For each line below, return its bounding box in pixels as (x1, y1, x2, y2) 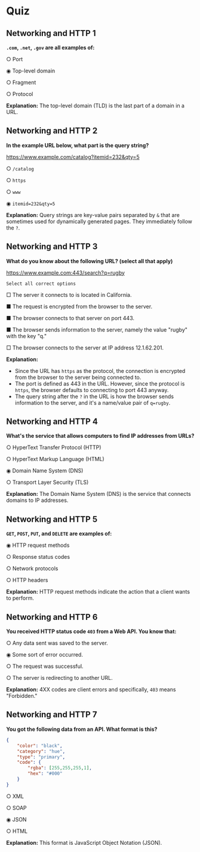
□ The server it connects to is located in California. (6, 291, 132, 298)
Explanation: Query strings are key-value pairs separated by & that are (6, 211, 180, 218)
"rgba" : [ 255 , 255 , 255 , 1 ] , (27, 765, 93, 771)
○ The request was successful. (6, 663, 84, 670)
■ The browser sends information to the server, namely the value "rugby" (6, 326, 188, 333)
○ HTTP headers (6, 577, 48, 584)
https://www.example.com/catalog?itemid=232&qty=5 (6, 153, 140, 160)
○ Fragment (6, 79, 36, 86)
